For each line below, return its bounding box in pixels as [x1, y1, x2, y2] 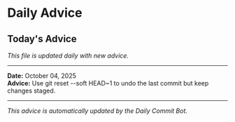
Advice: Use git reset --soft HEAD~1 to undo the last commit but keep [7, 79, 209, 87]
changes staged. [7, 86, 56, 95]
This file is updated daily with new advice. [7, 51, 129, 60]
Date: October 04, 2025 [7, 72, 77, 80]
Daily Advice [7, 5, 83, 21]
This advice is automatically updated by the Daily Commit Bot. [7, 107, 187, 115]
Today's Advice [7, 33, 77, 45]
